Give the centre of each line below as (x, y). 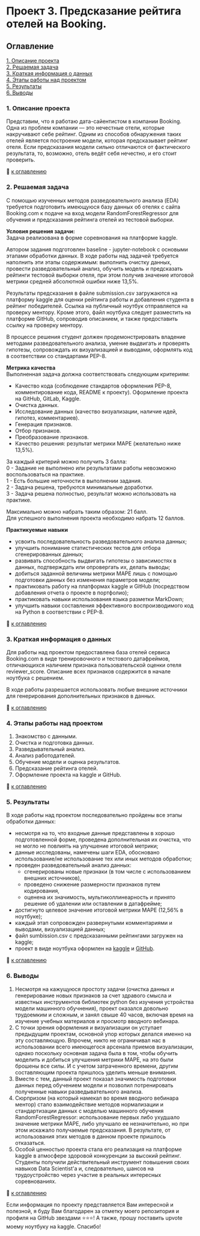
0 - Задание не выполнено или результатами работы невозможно (91, 468)
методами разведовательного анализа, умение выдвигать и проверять (98, 343)
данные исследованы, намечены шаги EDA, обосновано (87, 853)
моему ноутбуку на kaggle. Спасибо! (53, 1226)
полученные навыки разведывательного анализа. (79, 1091)
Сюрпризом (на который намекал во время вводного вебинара (97, 1098)
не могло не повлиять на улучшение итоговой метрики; (86, 846)
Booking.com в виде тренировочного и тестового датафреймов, (88, 658)
